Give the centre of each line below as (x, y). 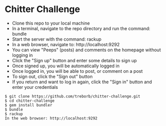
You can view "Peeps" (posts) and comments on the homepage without (86, 50)
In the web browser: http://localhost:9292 (51, 118)
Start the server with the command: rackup (57, 39)
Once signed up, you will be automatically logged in (66, 66)
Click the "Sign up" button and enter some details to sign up (74, 60)
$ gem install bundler (29, 105)
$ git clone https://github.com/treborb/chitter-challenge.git (73, 96)
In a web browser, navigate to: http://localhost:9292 (66, 44)
